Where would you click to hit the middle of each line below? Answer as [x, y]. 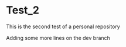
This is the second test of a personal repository [63, 26]
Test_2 [23, 10]
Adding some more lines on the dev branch [58, 38]
